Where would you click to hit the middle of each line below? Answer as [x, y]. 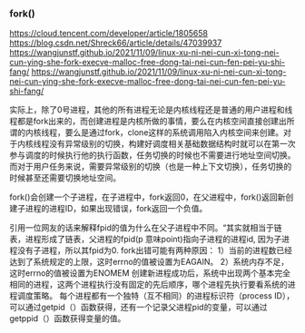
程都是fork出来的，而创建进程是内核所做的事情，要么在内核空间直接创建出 [148, 122]
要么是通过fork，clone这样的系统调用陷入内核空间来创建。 [174, 132]
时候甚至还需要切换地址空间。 [65, 178]
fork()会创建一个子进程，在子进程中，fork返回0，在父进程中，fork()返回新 [148, 197]
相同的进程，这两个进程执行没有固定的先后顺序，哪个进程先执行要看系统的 [148, 285]
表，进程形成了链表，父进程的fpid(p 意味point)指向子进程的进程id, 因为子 [146, 240]
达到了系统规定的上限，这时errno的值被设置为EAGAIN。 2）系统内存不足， [149, 262]
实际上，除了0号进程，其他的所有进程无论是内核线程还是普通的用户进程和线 [151, 110]
